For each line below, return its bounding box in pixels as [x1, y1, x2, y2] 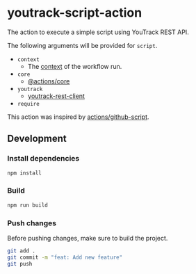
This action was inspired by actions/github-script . [7, 113, 149, 121]
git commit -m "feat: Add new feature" [7, 254, 123, 261]
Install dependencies [7, 154, 80, 163]
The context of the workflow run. [27, 62, 122, 70]
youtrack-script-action [7, 5, 142, 21]
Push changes [7, 218, 57, 227]
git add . [7, 247, 36, 255]
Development [7, 133, 67, 145]
